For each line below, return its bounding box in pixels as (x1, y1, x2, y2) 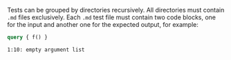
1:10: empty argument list (7, 46, 85, 53)
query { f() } (7, 34, 48, 41)
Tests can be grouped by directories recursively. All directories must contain (7, 6, 225, 14)
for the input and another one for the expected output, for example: (7, 21, 198, 28)
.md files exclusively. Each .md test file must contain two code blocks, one (7, 13, 216, 21)
